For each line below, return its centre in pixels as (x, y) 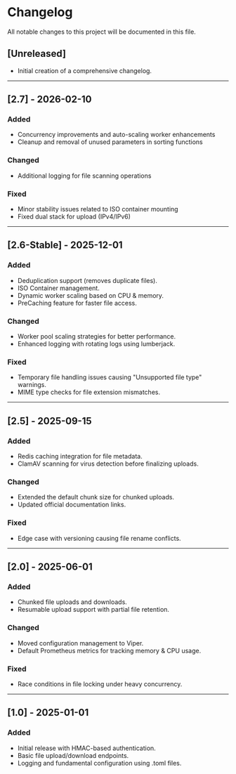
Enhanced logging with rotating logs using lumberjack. (96, 344)
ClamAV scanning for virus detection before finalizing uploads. (108, 464)
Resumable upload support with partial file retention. (93, 610)
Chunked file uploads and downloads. (72, 602)
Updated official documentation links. (72, 505)
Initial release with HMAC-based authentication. (86, 748)
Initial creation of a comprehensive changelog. (85, 70)
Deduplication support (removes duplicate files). (87, 280)
